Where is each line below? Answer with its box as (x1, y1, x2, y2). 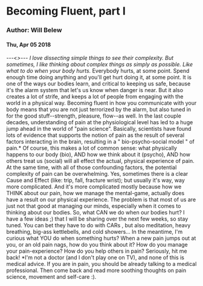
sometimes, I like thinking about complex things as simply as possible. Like (6, 61, 193, 68)
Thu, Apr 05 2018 (6, 41, 51, 48)
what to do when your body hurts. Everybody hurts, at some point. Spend (6, 67, 190, 75)
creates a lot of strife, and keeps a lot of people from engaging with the (6, 93, 184, 101)
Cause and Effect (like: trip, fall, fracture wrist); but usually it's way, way (6, 177, 185, 184)
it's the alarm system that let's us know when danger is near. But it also (6, 87, 183, 94)
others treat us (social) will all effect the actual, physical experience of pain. (6, 158, 195, 165)
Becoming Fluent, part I (6, 4, 126, 18)
